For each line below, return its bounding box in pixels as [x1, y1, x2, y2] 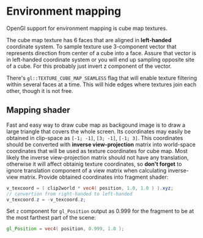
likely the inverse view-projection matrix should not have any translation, [6, 154, 189, 161]
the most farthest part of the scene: [6, 214, 96, 221]
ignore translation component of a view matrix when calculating [6, 166, 167, 174]
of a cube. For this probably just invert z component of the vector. [6, 62, 172, 70]
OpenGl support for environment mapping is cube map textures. [6, 24, 168, 32]
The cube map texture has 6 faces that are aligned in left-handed [6, 36, 172, 43]
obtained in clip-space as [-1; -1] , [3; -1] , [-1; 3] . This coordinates [6, 134, 183, 141]
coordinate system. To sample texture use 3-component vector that [6, 43, 177, 50]
